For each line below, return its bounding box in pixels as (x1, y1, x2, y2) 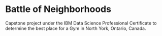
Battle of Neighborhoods (5, 3, 112, 15)
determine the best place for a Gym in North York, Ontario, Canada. (5, 25, 146, 31)
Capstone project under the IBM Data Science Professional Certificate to (5, 20, 157, 26)
